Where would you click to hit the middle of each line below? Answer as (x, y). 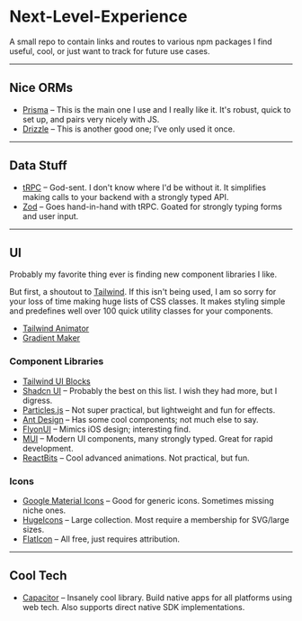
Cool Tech (38, 575)
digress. (37, 400)
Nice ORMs (41, 88)
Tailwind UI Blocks (57, 381)
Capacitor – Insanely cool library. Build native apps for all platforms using (157, 598)
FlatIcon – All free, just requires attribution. (101, 539)
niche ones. (44, 510)
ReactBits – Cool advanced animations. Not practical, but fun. (136, 458)
